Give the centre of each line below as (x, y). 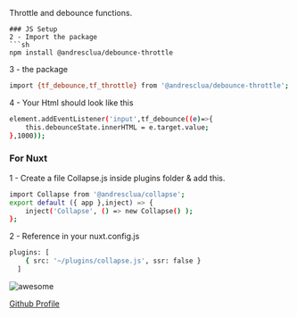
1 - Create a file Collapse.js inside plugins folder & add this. (117, 178)
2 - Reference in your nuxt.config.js (74, 237)
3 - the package (39, 69)
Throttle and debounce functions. (71, 13)
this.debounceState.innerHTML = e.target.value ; (117, 127)
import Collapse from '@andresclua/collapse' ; (97, 194)
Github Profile (34, 304)
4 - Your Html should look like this (71, 103)
